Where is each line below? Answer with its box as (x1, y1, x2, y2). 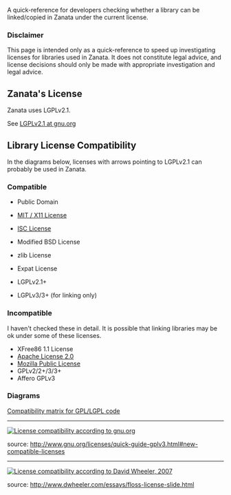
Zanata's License (7, 87, 82, 99)
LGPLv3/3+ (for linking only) (16, 291, 98, 299)
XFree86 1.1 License (16, 344, 74, 353)
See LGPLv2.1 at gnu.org (7, 120, 76, 128)
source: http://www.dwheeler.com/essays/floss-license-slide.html (7, 480, 195, 488)
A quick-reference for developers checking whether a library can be (7, 6, 200, 14)
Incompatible (7, 308, 53, 318)
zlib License (16, 251, 52, 260)
